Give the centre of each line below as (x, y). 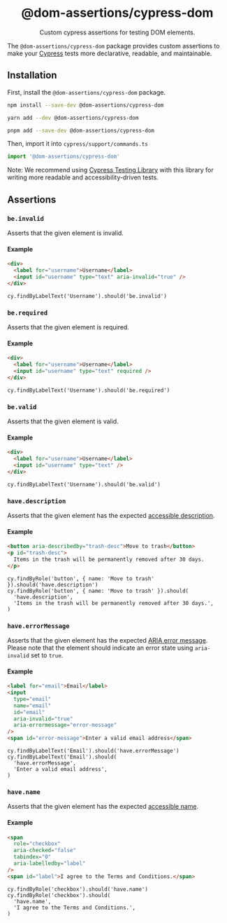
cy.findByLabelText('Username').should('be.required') (89, 390)
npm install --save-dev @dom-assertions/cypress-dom (86, 105)
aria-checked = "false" (45, 850)
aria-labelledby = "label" (50, 863)
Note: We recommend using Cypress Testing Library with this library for (111, 170)
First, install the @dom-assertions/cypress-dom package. (87, 92)
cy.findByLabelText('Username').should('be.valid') (84, 484)
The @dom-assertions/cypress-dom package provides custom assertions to (113, 46)
